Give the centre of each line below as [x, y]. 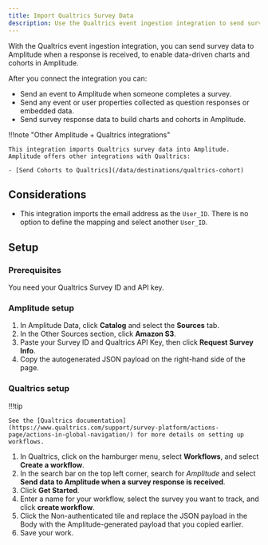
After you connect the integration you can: [78, 78]
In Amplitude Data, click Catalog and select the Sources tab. [119, 326]
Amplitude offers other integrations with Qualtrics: [100, 156]
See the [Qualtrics [41, 421]
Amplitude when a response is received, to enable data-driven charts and [129, 54]
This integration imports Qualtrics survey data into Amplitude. [119, 149]
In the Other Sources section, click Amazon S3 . [98, 334]
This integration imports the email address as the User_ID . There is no [134, 214]
